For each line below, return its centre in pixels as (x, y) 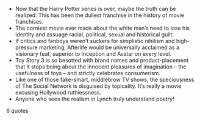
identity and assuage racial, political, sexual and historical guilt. (95, 35)
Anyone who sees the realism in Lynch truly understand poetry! (95, 99)
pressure (26, 47)
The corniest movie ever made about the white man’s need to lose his (102, 28)
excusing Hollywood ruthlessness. (58, 92)
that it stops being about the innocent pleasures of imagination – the (101, 67)
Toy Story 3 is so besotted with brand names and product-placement (102, 60)
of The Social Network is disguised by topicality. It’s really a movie (98, 86)
